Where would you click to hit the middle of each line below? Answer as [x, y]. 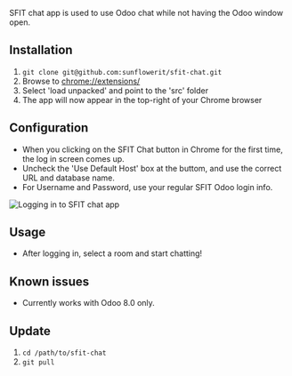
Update [30, 331]
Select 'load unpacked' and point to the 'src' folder [115, 90]
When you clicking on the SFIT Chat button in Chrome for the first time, [152, 149]
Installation [41, 50]
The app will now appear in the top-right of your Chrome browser [142, 100]
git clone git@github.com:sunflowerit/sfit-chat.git [122, 72]
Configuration [49, 128]
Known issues [49, 281]
